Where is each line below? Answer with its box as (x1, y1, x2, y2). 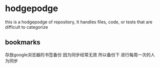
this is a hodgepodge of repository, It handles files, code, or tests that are (5, 19, 153, 25)
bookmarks (5, 38, 40, 47)
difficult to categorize (5, 24, 48, 30)
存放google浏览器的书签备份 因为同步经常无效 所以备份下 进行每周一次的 (5, 51, 151, 57)
